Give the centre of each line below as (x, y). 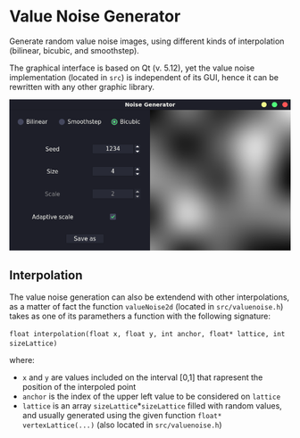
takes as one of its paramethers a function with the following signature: (140, 316)
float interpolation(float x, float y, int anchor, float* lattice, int (147, 334)
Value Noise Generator (95, 17)
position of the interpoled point (79, 386)
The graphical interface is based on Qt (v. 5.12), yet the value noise (132, 68)
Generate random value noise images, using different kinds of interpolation (147, 41)
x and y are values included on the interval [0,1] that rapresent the (142, 377)
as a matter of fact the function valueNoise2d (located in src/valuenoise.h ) (146, 306)
